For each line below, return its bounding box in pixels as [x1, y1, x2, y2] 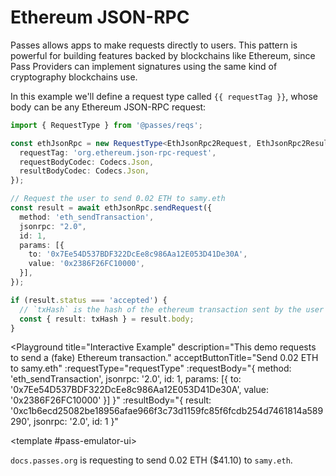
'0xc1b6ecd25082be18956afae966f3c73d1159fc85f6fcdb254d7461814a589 [10, 405, 324, 417]
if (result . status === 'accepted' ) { [10, 295, 168, 305]
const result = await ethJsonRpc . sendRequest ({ [10, 203, 213, 213]
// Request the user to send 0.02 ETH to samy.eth [10, 194, 226, 204]
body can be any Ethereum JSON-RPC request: [10, 101, 207, 113]
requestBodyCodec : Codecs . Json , [19, 157, 155, 167]
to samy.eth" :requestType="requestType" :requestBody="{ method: [10, 362, 292, 375]
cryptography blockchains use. [10, 71, 138, 83]
